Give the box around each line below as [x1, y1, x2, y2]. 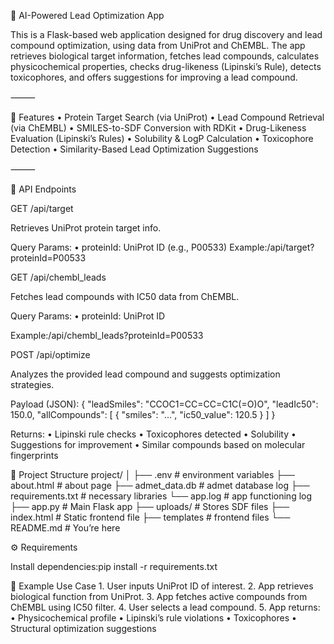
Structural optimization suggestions [10, 623, 157, 634]
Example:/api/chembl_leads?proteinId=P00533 [10, 330, 204, 341]
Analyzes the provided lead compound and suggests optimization [10, 368, 281, 380]
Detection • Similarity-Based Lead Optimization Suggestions [10, 143, 259, 155]
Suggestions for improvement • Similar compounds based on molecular [10, 439, 306, 450]
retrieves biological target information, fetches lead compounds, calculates [10, 50, 320, 62]
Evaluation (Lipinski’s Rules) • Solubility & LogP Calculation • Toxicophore [10, 133, 314, 144]
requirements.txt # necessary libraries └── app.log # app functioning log [10, 490, 313, 502]
